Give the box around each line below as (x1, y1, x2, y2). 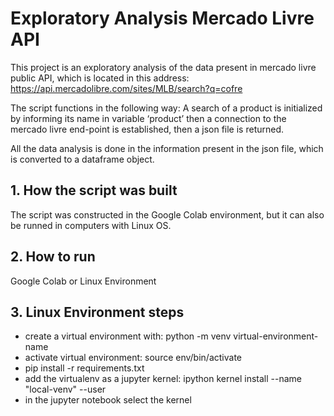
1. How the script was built (10, 182, 178, 199)
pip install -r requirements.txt (24, 362, 145, 374)
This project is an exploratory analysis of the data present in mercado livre (10, 61, 317, 73)
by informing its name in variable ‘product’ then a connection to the (10, 112, 287, 124)
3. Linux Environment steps (10, 303, 185, 321)
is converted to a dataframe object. (10, 153, 155, 165)
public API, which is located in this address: (10, 72, 190, 84)
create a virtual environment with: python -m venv (24, 330, 232, 342)
